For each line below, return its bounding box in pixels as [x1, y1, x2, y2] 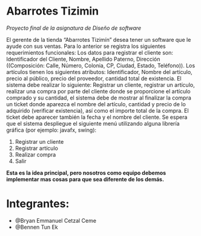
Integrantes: [6, 197, 70, 211]
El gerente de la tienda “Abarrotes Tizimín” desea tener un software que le [6, 36, 191, 43]
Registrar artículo [15, 144, 59, 152]
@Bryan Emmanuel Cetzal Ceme [15, 217, 97, 224]
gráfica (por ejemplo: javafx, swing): [6, 126, 97, 133]
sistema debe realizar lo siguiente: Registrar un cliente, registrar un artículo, [6, 81, 195, 89]
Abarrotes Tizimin [6, 4, 99, 18]
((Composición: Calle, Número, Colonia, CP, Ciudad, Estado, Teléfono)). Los [6, 62, 196, 69]
